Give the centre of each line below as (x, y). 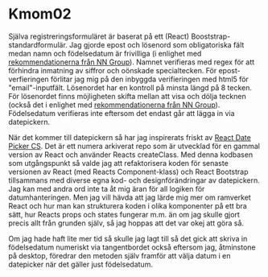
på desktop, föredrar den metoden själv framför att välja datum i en (120, 255)
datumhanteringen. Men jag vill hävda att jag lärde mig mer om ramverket (130, 197)
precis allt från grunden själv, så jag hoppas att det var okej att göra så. (126, 223)
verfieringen (29, 79)
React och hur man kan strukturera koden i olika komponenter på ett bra (128, 205)
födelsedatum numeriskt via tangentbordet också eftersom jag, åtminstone (132, 247)
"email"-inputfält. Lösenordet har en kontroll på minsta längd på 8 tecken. (130, 87)
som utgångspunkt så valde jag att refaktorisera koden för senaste (119, 163)
